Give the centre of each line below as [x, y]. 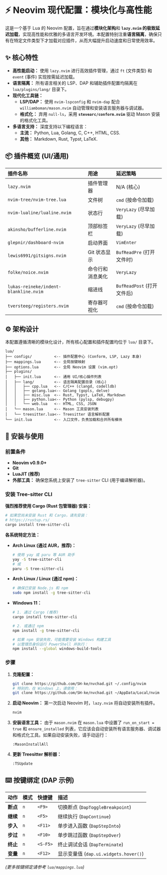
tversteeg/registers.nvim [38, 306]
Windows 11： [27, 603]
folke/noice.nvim [28, 272]
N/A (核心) [128, 187]
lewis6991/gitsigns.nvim [37, 256]
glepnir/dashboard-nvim [36, 242]
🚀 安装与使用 [24, 436]
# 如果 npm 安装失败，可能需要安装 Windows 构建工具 [62, 639]
